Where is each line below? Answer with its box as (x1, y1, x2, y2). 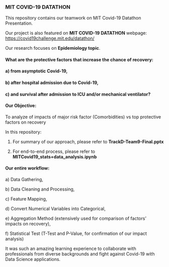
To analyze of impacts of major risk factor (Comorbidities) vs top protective (5, 114, 161, 120)
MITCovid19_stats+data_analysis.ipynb (12, 153, 97, 159)
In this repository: (5, 129, 42, 135)
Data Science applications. (5, 256, 61, 262)
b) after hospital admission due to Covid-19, (5, 79, 99, 86)
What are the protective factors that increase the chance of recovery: (5, 56, 153, 62)
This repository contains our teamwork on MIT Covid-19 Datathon (5, 15, 141, 21)
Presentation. (5, 20, 33, 26)
